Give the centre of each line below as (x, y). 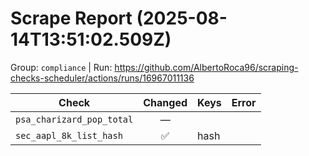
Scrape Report (71, 18)
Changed (165, 102)
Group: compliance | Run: (61, 67)
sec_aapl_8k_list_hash (69, 135)
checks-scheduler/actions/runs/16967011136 (102, 78)
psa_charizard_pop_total (74, 119)
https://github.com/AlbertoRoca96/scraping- (206, 67)
